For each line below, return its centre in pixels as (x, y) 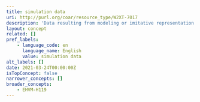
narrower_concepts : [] (34, 79)
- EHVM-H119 (32, 90)
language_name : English (52, 51)
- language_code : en (43, 46)
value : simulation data (52, 56)
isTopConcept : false (32, 73)
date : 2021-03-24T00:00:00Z (41, 67)
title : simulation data (36, 12)
